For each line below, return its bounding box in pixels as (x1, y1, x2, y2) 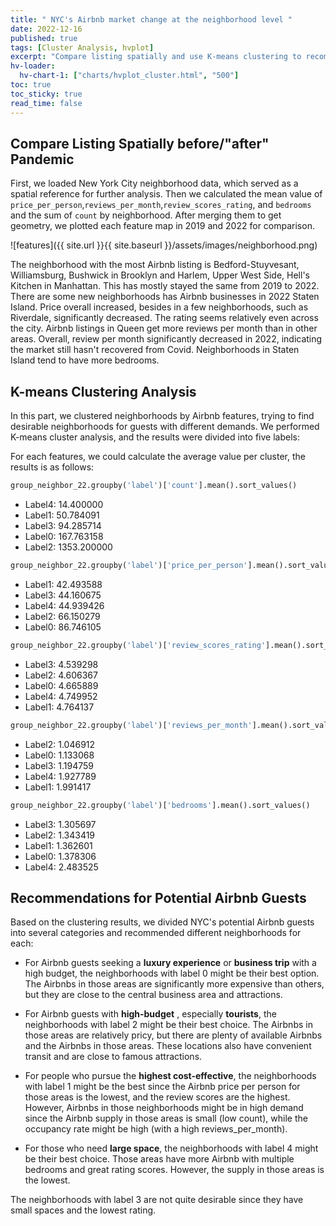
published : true (10, 33, 78, 43)
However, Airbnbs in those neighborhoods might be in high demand (24, 1102, 304, 1114)
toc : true (10, 80, 52, 90)
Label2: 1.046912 (24, 738, 96, 750)
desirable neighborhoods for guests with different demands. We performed (10, 421, 320, 433)
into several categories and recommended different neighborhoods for (10, 927, 302, 939)
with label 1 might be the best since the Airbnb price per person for (24, 1081, 301, 1093)
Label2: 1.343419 (24, 829, 96, 841)
